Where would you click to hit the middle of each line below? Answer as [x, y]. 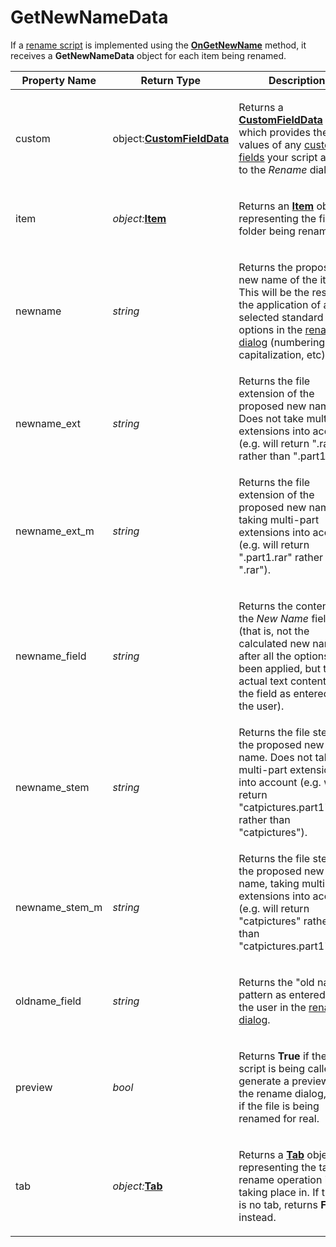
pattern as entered [282, 994]
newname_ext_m [55, 531]
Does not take [271, 418]
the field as [265, 693]
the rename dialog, [282, 1093]
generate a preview [284, 1081]
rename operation [280, 1179]
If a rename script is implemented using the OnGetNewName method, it [158, 45]
